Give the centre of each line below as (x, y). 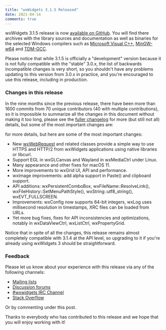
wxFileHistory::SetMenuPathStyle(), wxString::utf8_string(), (73, 191)
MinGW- (144, 44)
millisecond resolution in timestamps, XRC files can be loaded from (81, 207)
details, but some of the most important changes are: (59, 124)
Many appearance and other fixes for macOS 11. (61, 165)
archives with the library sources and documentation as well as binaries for (82, 38)
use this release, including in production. (47, 80)
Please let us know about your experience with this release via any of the (80, 267)
